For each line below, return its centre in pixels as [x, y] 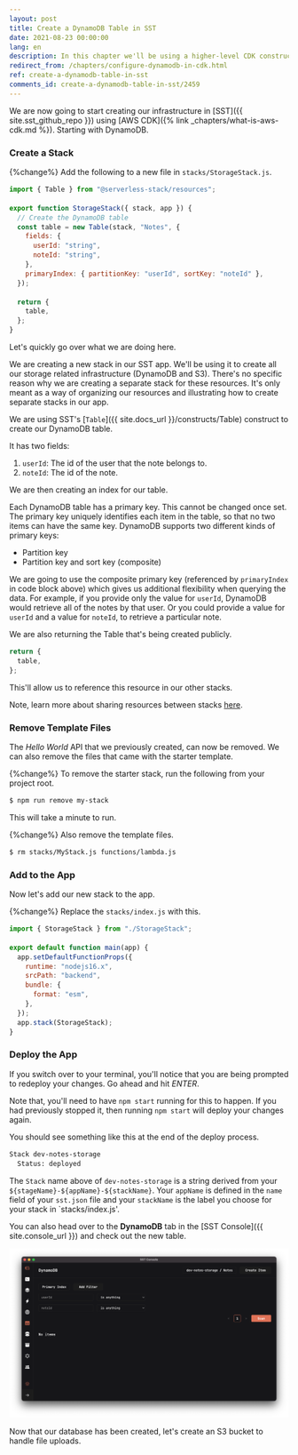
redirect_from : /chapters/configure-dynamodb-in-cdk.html [118, 66]
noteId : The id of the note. [70, 473]
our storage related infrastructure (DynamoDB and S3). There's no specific [146, 374]
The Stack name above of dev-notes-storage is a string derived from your [143, 1180]
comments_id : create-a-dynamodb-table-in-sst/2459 [105, 84]
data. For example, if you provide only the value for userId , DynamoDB [138, 598]
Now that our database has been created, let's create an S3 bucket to [136, 1432]
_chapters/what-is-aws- [235, 120]
